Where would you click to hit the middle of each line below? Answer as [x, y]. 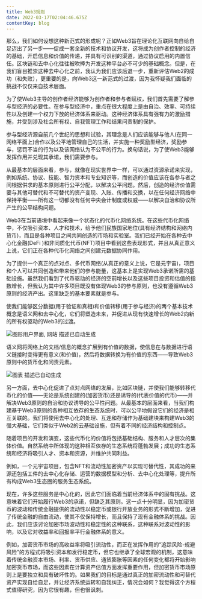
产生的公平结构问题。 [32, 208]
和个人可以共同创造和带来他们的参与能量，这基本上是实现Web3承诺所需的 [98, 271]
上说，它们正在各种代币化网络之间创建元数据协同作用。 [75, 250]
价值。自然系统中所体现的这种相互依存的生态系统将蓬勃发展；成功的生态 [101, 446]
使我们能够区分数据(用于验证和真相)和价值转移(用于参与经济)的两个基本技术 [100, 306]
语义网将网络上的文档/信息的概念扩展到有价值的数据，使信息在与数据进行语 [99, 347]
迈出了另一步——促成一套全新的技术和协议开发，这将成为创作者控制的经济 [103, 48]
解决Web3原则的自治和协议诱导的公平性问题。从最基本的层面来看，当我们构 [100, 403]
